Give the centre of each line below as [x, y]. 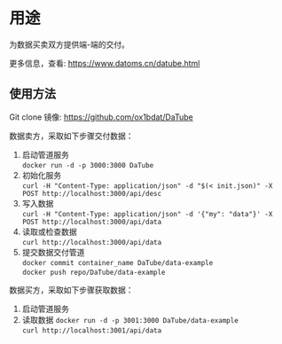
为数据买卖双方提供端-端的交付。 [70, 44]
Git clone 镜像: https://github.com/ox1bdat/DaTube [101, 117]
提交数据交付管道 [53, 252]
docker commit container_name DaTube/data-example [117, 262]
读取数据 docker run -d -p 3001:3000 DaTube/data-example [130, 319]
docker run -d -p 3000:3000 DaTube [88, 165]
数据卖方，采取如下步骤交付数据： [71, 136]
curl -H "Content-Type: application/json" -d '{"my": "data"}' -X [147, 214]
